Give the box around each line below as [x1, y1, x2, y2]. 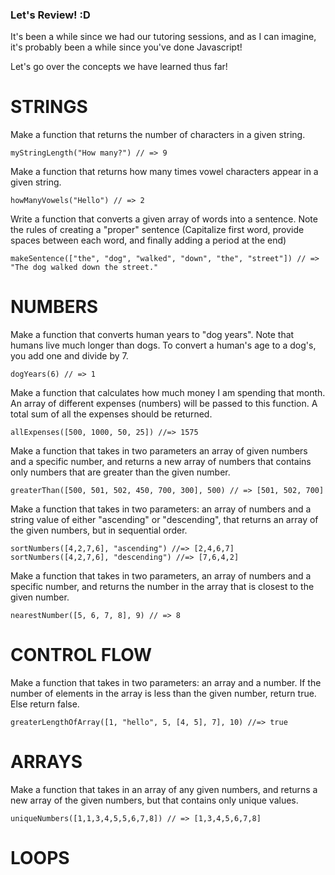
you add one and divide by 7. [10, 350, 129, 362]
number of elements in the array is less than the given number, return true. [10, 688, 317, 700]
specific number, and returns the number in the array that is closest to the [10, 581, 315, 593]
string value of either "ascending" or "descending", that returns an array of [10, 514, 319, 526]
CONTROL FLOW [10, 644, 153, 667]
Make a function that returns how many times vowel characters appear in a [10, 166, 319, 178]
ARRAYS [10, 751, 83, 773]
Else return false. [10, 698, 80, 710]
